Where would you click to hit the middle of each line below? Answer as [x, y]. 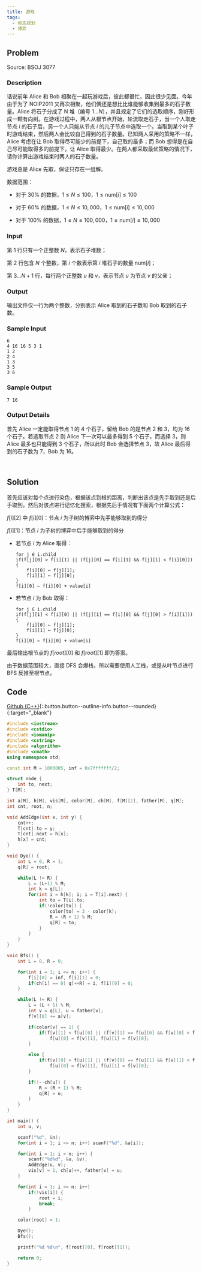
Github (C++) [23, 706]
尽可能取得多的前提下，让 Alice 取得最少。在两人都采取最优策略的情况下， [103, 149]
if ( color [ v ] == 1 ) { [54, 1027]
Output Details [28, 415]
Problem [23, 52]
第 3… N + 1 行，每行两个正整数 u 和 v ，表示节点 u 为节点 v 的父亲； [90, 275]
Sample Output [29, 387]
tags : [13, 17]
